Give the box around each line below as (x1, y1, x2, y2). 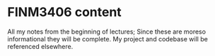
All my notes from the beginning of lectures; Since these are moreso (7, 27, 207, 36)
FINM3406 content (7, 4, 122, 20)
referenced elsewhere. (7, 42, 74, 50)
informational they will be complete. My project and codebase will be (7, 34, 209, 43)
